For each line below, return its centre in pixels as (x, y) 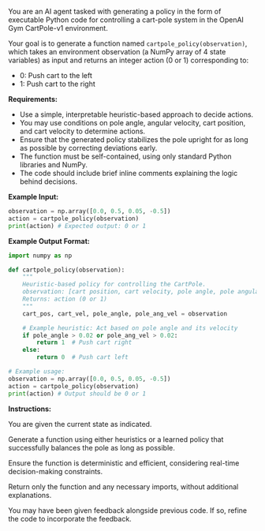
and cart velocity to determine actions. (82, 131)
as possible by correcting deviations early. (88, 148)
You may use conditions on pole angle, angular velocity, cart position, (132, 123)
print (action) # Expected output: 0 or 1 (77, 226)
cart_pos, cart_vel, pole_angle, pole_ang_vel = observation (125, 314)
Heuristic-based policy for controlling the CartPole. (114, 284)
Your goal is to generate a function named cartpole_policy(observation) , (128, 43)
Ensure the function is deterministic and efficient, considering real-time (124, 463)
